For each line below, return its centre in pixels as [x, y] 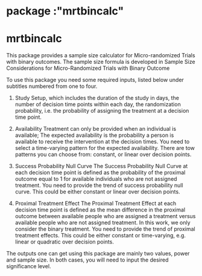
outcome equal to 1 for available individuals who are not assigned [96, 179]
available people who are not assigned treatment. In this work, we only [103, 223]
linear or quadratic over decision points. [65, 242]
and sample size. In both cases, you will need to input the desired [87, 260]
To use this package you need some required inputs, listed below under [95, 80]
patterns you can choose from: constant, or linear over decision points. [103, 154]
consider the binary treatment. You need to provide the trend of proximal [105, 229]
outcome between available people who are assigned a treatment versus [105, 216]
